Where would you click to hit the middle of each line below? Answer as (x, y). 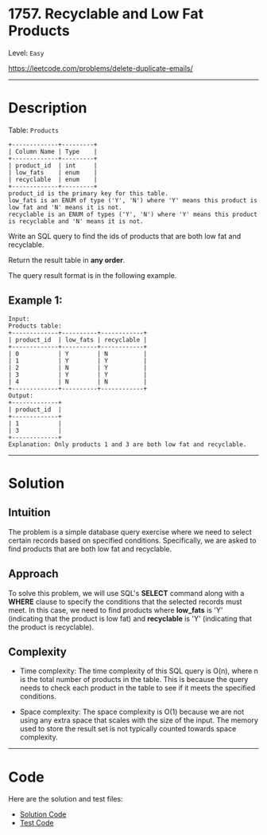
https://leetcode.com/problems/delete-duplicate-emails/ (101, 68)
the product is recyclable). (51, 627)
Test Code (37, 823)
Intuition (29, 513)
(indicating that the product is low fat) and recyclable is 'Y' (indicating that (130, 618)
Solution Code (43, 814)
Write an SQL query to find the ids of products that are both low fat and (125, 236)
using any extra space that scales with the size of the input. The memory (139, 720)
